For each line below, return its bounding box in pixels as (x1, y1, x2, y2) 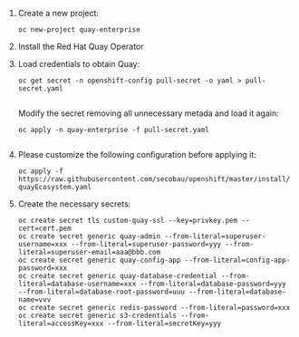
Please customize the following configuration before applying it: (17, 149, 256, 159)
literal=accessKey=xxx (17, 319, 104, 328)
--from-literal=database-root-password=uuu (17, 287, 186, 296)
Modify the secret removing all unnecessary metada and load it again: (17, 108, 279, 119)
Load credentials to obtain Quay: (17, 59, 140, 69)
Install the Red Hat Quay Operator (17, 41, 144, 52)
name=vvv (17, 295, 52, 304)
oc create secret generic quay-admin (17, 232, 161, 241)
